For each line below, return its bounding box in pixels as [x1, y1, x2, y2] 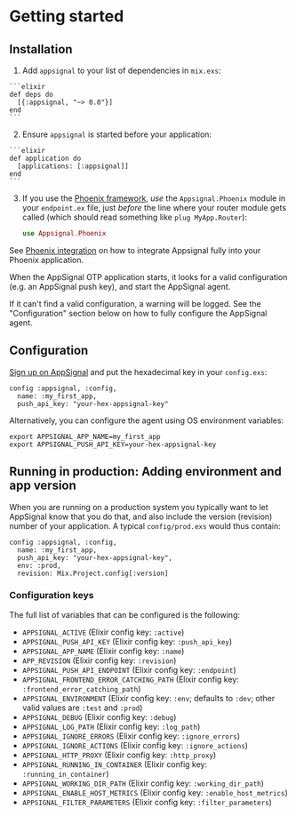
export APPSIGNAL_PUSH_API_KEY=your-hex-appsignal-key [9, 440, 217, 449]
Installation [9, 42, 73, 57]
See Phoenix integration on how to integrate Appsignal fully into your [9, 244, 261, 255]
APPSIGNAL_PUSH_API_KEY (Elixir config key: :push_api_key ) [21, 636, 233, 646]
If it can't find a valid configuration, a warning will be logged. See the [9, 298, 261, 308]
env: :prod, [17, 561, 62, 570]
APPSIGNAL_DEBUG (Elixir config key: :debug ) [21, 711, 177, 722]
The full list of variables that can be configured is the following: [9, 609, 240, 620]
